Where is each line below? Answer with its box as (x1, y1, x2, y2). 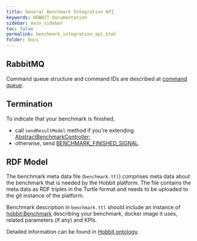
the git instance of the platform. (6, 192, 84, 199)
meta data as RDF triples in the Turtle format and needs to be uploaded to (6, 186, 189, 193)
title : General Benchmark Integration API (6, 8, 114, 15)
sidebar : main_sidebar (6, 20, 63, 26)
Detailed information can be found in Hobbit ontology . (6, 228, 139, 236)
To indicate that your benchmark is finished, (6, 115, 115, 122)
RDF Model (6, 157, 48, 167)
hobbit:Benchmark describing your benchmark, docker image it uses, (6, 210, 178, 218)
